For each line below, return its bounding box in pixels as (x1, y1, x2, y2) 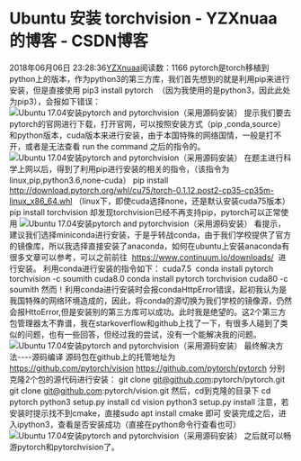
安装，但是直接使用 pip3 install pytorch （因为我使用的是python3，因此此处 (9, 85, 291, 95)
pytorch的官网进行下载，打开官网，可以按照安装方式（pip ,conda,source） (9, 118, 286, 129)
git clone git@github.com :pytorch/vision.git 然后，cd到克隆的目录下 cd (9, 384, 271, 396)
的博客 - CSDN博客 (9, 31, 148, 51)
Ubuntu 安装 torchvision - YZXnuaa (9, 8, 278, 29)
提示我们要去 (243, 107, 292, 118)
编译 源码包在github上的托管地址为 (47, 351, 176, 362)
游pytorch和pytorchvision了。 (9, 441, 120, 452)
